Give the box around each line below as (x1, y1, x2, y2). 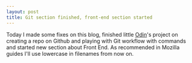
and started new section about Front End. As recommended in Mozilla (6, 43, 180, 51)
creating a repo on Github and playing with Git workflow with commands (6, 37, 186, 44)
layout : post (6, 8, 39, 15)
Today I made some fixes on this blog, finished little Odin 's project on (6, 31, 178, 38)
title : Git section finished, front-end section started (6, 14, 153, 20)
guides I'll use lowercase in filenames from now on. (6, 50, 134, 57)
